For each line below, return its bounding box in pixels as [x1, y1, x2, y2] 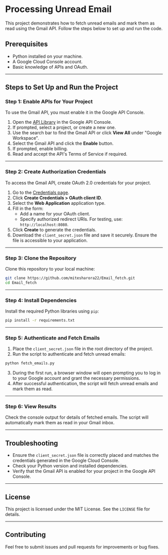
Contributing [5, 530, 46, 539]
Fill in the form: [12, 205, 43, 211]
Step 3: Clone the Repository [5, 254, 76, 261]
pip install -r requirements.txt [5, 318, 75, 323]
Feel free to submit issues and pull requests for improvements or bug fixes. [5, 543, 160, 549]
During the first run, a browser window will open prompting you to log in [12, 370, 161, 376]
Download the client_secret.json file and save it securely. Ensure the [12, 232, 157, 238]
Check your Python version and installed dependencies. [12, 463, 128, 469]
